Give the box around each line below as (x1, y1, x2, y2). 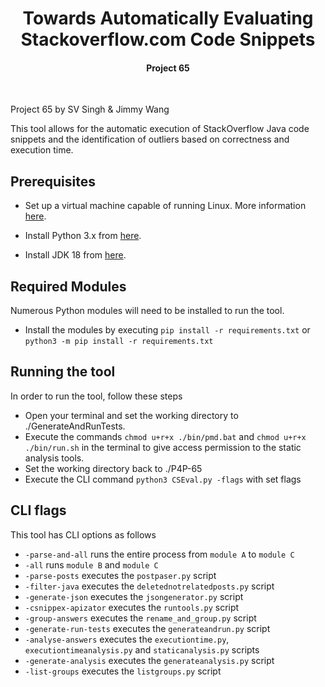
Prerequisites (10, 173, 96, 190)
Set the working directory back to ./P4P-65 (24, 462, 203, 474)
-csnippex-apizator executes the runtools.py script (24, 601, 240, 613)
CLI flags (10, 502, 67, 519)
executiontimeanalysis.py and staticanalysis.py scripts (24, 643, 260, 656)
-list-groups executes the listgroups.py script (24, 665, 222, 677)
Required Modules (10, 278, 127, 295)
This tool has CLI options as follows (10, 528, 157, 541)
